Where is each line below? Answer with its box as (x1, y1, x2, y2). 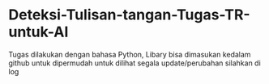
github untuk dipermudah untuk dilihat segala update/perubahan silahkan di (8, 58, 261, 68)
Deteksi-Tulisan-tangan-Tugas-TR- (8, 6, 250, 24)
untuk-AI (8, 23, 69, 41)
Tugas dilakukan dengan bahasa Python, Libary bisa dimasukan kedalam (8, 49, 251, 59)
